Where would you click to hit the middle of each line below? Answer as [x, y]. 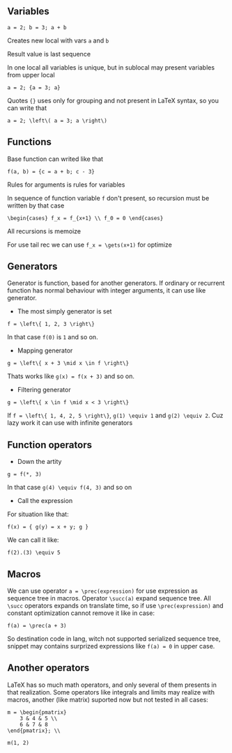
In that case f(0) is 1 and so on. [53, 337]
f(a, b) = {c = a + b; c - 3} [51, 171]
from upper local [31, 75]
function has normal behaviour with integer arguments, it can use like [107, 290]
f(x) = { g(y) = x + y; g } [48, 527]
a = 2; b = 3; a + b [37, 27]
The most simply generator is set [64, 311]
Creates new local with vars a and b [58, 40]
